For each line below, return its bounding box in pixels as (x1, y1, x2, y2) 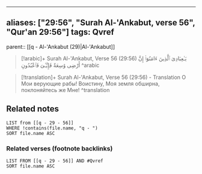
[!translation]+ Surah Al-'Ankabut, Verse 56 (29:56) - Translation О (20, 73, 186, 81)
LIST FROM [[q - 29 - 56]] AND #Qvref (6, 158, 103, 164)
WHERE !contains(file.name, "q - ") (6, 125, 98, 131)
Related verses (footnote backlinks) (6, 144, 113, 152)
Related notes (6, 104, 59, 114)
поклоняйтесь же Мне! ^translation (20, 86, 110, 93)
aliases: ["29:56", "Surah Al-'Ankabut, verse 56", (6, 17, 195, 28)
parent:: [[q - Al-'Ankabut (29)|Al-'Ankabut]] (6, 43, 115, 50)
